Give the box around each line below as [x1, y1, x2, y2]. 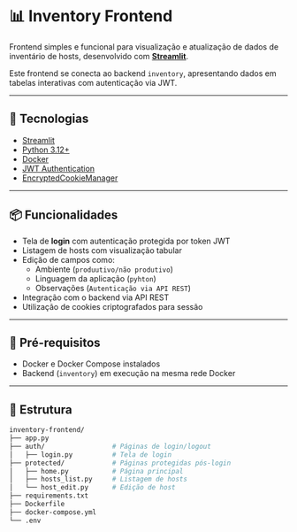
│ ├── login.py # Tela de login [9, 450, 172, 459]
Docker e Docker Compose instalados [21, 359, 161, 369]
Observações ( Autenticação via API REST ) [34, 282, 192, 293]
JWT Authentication [21, 163, 95, 173]
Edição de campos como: [21, 254, 115, 265]
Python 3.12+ [21, 144, 70, 155]
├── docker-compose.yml [9, 507, 97, 517]
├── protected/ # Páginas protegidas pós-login [9, 459, 232, 467]
